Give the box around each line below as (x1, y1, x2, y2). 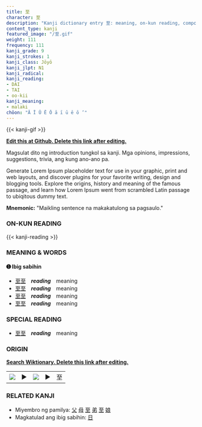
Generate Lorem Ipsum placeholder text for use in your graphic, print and (6, 167, 188, 174)
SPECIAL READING (6, 315, 62, 324)
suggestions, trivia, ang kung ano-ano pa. (6, 156, 110, 163)
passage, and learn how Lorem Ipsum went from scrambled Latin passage (6, 186, 190, 194)
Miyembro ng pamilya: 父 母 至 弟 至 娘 (14, 406, 111, 413)
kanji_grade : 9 (6, 48, 44, 54)
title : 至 (6, 8, 30, 15)
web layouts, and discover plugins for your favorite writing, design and (6, 174, 181, 181)
